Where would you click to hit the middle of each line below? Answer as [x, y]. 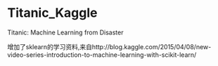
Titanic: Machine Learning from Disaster [65, 32]
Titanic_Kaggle [52, 13]
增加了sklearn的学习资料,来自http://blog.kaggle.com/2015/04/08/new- [109, 46]
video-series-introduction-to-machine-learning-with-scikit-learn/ [102, 55]
